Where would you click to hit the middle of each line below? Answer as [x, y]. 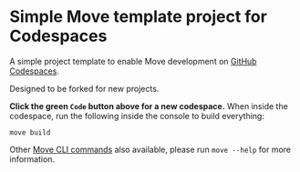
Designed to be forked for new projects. [84, 88]
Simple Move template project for [138, 17]
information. [32, 159]
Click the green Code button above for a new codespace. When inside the [149, 106]
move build [30, 132]
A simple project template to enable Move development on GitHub [133, 61]
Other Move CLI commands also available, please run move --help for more [150, 149]
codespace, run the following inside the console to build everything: [137, 116]
